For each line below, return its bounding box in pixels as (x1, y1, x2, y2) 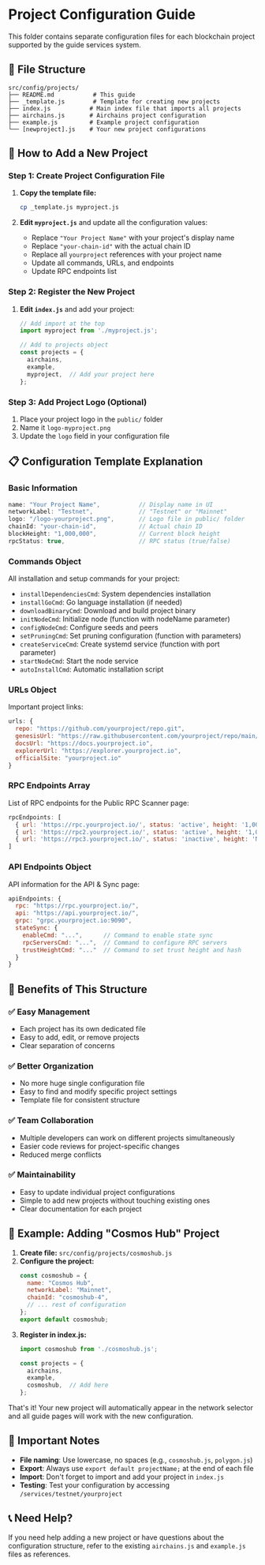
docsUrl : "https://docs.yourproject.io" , (15, 739, 154, 747)
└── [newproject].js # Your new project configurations (8, 125, 207, 133)
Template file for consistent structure (19, 1095, 140, 1105)
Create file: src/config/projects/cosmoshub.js (19, 1248, 173, 1257)
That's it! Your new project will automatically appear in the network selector (8, 1403, 254, 1413)
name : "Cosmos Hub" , (27, 1279, 95, 1287)
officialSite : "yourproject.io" (15, 754, 122, 762)
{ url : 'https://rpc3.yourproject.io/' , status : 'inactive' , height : (15, 835, 248, 844)
